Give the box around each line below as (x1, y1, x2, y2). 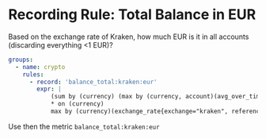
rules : (22, 70, 44, 79)
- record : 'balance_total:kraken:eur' (28, 78, 158, 86)
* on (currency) (50, 100, 104, 108)
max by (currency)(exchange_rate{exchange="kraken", (50, 107, 228, 116)
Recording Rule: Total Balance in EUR (8, 6, 256, 24)
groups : (8, 56, 34, 64)
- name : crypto (15, 63, 66, 71)
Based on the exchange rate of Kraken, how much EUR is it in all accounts (8, 32, 249, 41)
